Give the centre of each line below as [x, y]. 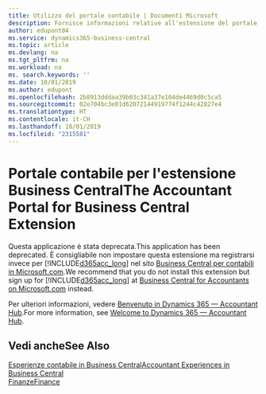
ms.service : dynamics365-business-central [79, 38]
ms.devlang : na [33, 53]
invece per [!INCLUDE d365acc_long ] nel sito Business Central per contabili [131, 263]
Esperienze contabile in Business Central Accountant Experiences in [119, 365]
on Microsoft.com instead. [51, 288]
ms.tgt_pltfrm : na [39, 60]
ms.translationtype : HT [48, 112]
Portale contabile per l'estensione [122, 173]
